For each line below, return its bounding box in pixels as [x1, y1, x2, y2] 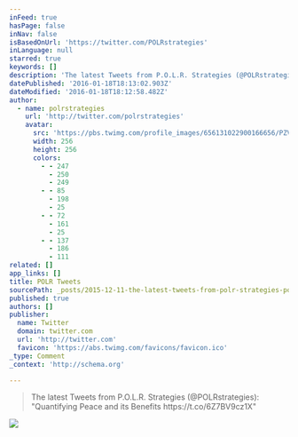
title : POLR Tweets [9, 277, 82, 286]
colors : [32, 153, 62, 163]
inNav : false [9, 29, 58, 38]
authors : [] [9, 302, 53, 311]
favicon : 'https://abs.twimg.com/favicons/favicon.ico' [17, 343, 228, 352]
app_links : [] [9, 269, 62, 278]
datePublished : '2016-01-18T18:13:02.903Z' [9, 79, 173, 88]
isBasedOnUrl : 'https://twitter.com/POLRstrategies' [9, 37, 208, 47]
